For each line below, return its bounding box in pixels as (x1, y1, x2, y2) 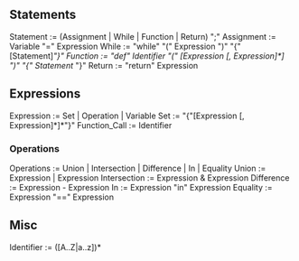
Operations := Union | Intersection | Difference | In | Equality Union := (9, 163, 266, 173)
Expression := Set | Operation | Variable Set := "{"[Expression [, (9, 110, 246, 121)
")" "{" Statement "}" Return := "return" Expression (9, 60, 199, 70)
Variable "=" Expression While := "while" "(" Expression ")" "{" (9, 41, 241, 51)
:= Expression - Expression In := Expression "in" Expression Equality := (9, 182, 273, 192)
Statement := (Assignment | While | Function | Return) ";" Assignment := (9, 31, 277, 42)
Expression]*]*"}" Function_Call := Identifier (9, 119, 173, 130)
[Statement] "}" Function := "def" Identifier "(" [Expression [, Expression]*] (9, 50, 285, 61)
